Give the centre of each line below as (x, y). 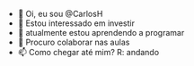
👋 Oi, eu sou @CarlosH (60, 14)
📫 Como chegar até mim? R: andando (88, 52)
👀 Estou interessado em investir (76, 23)
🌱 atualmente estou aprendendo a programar (101, 33)
